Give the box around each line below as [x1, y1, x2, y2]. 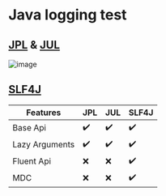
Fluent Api [12, 156, 51, 167]
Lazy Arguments [12, 139, 75, 151]
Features [26, 107, 62, 118]
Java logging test [8, 6, 127, 24]
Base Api [12, 122, 47, 134]
